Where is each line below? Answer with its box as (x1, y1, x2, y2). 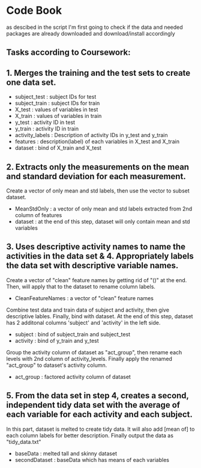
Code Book (6, 4, 62, 17)
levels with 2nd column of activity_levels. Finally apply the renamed (6, 355, 173, 362)
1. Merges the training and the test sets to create (6, 67, 191, 78)
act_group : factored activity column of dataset (14, 373, 131, 380)
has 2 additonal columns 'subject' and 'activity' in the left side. (6, 319, 161, 326)
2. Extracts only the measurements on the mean (6, 162, 190, 172)
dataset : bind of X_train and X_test (14, 144, 102, 152)
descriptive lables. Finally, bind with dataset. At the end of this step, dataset (6, 312, 193, 319)
